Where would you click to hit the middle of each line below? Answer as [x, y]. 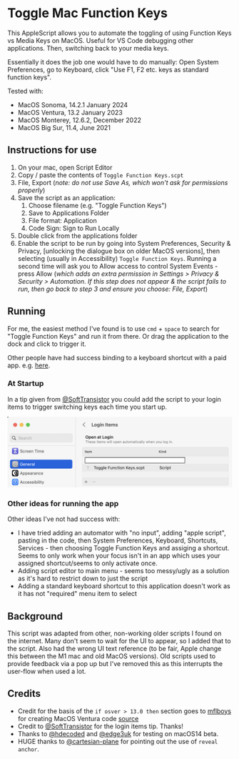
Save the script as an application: [67, 197]
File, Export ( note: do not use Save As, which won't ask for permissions [123, 182]
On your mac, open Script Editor [65, 167]
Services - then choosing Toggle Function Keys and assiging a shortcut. [123, 548]
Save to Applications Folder [68, 213]
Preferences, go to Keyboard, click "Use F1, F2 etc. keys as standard [108, 69]
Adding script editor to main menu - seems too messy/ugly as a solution [123, 571]
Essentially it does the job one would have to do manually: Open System [113, 61]
